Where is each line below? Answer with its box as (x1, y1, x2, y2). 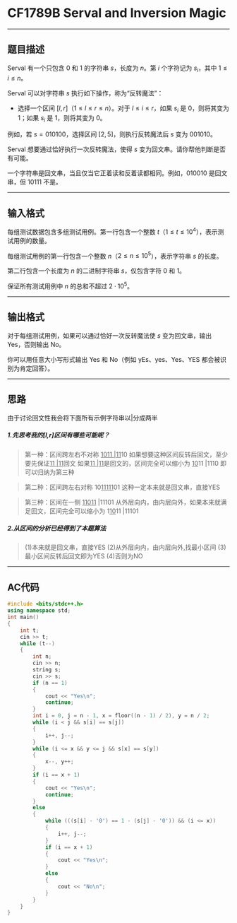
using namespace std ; (7, 607, 71, 614)
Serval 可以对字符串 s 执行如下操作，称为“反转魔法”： (7, 88, 164, 97)
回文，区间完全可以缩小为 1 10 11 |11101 (30, 507, 139, 515)
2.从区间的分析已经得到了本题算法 (7, 524, 107, 533)
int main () (7, 613, 39, 621)
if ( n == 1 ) (32, 679, 68, 686)
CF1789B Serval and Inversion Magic (7, 5, 227, 21)
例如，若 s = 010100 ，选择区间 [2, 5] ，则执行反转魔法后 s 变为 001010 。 (7, 130, 217, 139)
